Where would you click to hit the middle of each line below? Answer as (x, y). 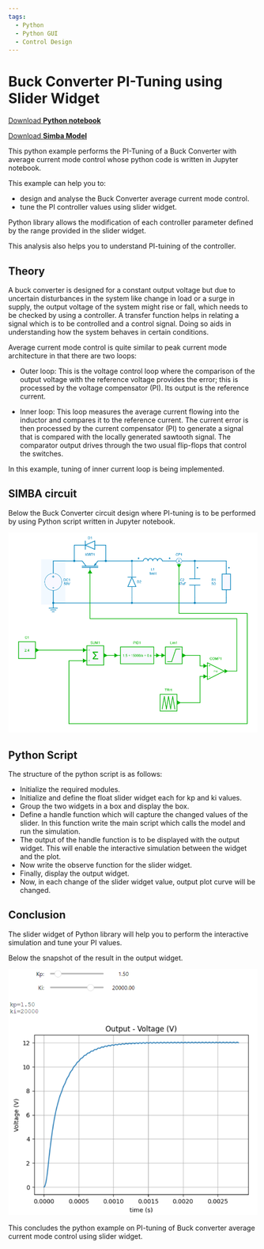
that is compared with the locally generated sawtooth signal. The (125, 437)
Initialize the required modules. (70, 789)
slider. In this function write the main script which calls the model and (132, 823)
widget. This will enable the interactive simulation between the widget (133, 848)
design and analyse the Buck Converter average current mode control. (134, 199)
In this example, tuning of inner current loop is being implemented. (117, 469)
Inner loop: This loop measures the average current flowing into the (129, 412)
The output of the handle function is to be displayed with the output (129, 840)
